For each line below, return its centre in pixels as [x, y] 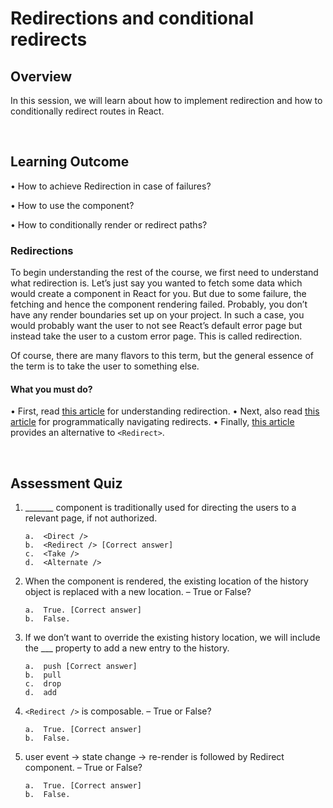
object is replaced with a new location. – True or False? [138, 592]
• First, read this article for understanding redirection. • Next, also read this [165, 411]
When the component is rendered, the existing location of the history [166, 581]
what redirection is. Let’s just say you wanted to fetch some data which [156, 283]
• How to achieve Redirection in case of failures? [111, 186]
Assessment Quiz [66, 483]
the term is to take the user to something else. [105, 366]
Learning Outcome [70, 162]
